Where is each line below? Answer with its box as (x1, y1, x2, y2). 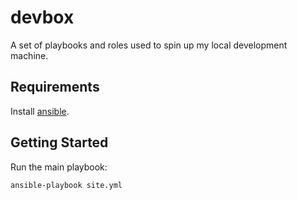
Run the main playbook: (10, 161, 108, 173)
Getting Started (10, 134, 109, 151)
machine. (10, 49, 49, 61)
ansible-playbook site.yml (10, 180, 123, 190)
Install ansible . (10, 105, 70, 117)
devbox (10, 6, 75, 29)
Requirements (10, 79, 100, 96)
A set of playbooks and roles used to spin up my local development (10, 39, 288, 51)
